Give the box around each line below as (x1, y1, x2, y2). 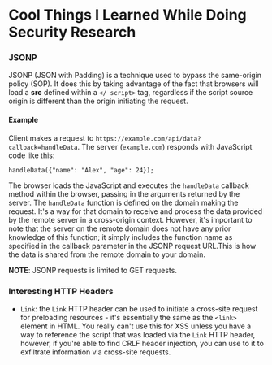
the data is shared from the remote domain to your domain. (8, 250, 205, 259)
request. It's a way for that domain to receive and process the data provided (8, 206, 263, 216)
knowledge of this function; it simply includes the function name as (8, 232, 233, 241)
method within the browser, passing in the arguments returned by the (8, 189, 240, 198)
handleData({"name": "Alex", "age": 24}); (8, 166, 154, 174)
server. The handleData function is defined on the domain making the (8, 198, 239, 207)
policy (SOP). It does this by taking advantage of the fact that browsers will (8, 79, 259, 89)
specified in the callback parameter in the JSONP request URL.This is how (8, 241, 257, 250)
